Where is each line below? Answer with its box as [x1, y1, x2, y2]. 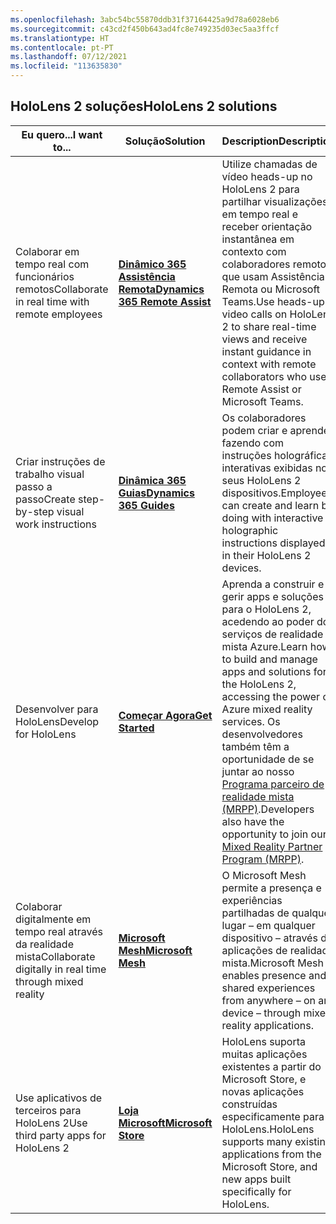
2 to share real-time [221, 319, 317, 333]
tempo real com [15, 257, 90, 271]
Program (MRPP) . [221, 852, 305, 866]
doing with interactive [221, 511, 324, 525]
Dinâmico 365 [118, 257, 187, 271]
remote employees [15, 307, 103, 321]
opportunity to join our [221, 827, 327, 841]
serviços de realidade [221, 627, 324, 641]
